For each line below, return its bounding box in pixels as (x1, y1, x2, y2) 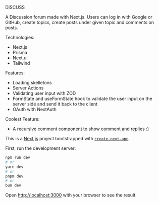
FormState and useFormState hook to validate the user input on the (12, 95, 152, 101)
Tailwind (12, 60, 30, 66)
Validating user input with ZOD (12, 90, 76, 96)
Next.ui (12, 55, 28, 61)
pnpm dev (5, 173, 24, 179)
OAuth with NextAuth (12, 107, 57, 112)
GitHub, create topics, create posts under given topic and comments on (5, 20, 154, 25)
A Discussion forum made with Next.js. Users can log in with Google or (5, 14, 152, 20)
